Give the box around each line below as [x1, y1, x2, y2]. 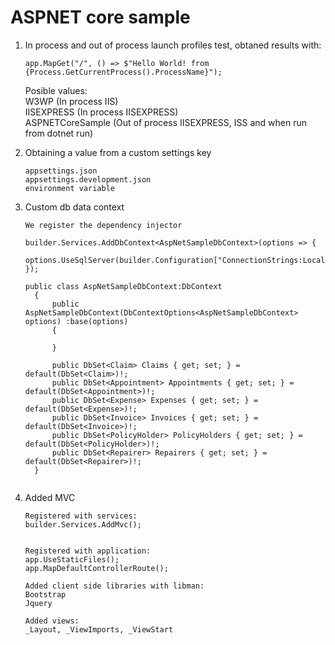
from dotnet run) [24, 127, 94, 139]
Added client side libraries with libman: [24, 581, 205, 591]
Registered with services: [24, 511, 138, 521]
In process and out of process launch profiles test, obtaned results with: [24, 39, 322, 51]
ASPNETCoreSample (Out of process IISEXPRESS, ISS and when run [24, 116, 307, 128]
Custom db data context [24, 201, 125, 213]
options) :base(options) [24, 316, 129, 326]
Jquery [24, 598, 53, 608]
